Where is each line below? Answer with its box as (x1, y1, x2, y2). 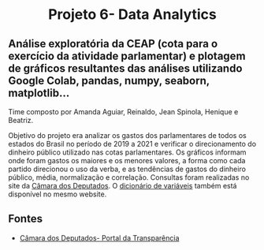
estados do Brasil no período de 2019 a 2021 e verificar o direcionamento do (8, 140, 257, 148)
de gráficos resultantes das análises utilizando (8, 62, 243, 75)
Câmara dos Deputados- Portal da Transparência (19, 233, 180, 242)
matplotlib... (8, 86, 70, 99)
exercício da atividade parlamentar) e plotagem (8, 49, 246, 62)
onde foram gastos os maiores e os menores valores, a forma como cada (8, 156, 246, 165)
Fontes (8, 212, 43, 226)
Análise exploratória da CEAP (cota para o (8, 37, 218, 50)
